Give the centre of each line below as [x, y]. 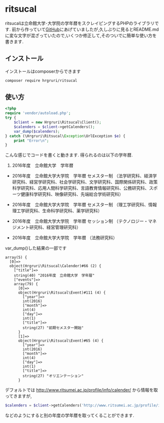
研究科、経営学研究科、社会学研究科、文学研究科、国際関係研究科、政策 [85, 182]
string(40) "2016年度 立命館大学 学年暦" [54, 275]
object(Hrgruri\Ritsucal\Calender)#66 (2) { [55, 266]
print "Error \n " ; [31, 141]
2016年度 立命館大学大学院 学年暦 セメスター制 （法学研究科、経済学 [84, 176]
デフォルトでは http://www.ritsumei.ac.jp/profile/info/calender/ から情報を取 [82, 390]
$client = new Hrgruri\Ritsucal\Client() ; [58, 123]
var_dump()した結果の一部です [36, 248]
